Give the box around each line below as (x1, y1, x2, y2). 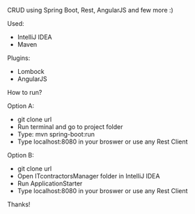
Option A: (7, 102, 35, 110)
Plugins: (7, 54, 31, 62)
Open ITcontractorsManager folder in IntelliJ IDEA (17, 172, 160, 180)
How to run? (7, 89, 42, 96)
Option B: (7, 151, 35, 159)
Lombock (17, 68, 45, 75)
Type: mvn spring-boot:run (17, 130, 95, 138)
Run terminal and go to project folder (17, 123, 123, 131)
